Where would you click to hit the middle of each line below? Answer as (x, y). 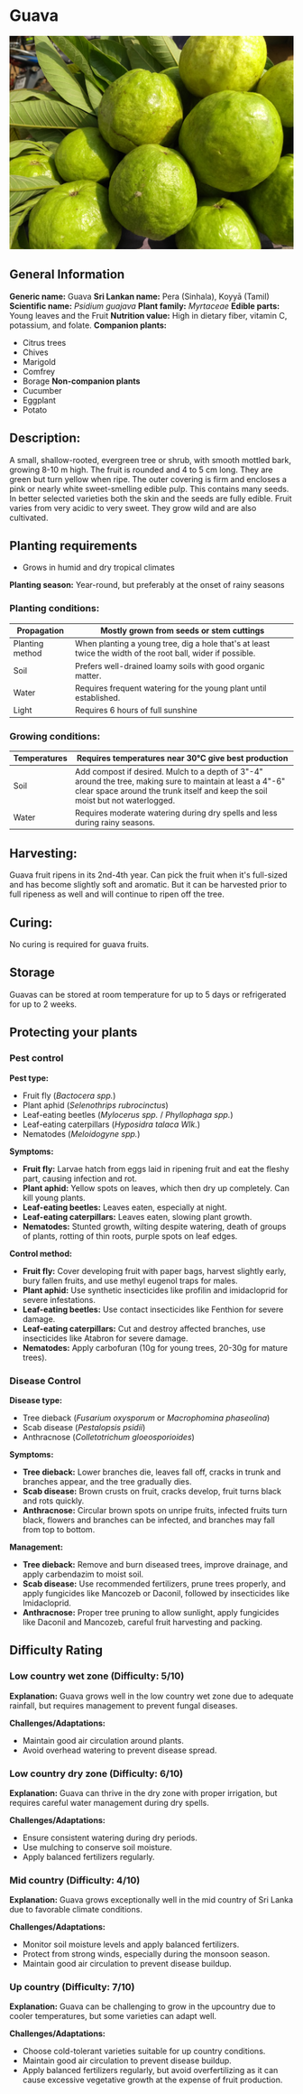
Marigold (39, 361)
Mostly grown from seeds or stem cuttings (183, 631)
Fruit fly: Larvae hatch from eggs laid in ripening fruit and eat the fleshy (156, 1168)
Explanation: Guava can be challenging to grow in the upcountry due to (142, 2006)
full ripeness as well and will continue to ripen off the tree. (117, 894)
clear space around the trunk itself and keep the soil (171, 790)
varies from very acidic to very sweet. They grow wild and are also (133, 507)
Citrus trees (44, 342)
